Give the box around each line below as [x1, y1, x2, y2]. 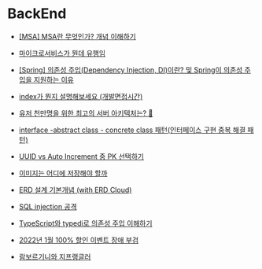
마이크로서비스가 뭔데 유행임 [18, 48, 106, 57]
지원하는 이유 [33, 75, 74, 84]
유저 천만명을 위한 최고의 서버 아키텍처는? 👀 [18, 108, 153, 118]
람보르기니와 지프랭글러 [18, 252, 91, 261]
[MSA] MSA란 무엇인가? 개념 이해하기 [18, 31, 137, 41]
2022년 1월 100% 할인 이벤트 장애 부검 [18, 235, 139, 245]
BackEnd [7, 5, 67, 23]
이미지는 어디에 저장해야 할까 [18, 168, 108, 178]
